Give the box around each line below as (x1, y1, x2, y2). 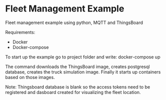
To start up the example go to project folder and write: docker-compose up (5, 53, 160, 60)
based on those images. (5, 74, 55, 80)
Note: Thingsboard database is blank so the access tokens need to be (5, 83, 150, 90)
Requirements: (5, 29, 35, 35)
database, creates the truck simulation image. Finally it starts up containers (5, 68, 161, 75)
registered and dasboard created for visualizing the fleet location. (5, 89, 141, 95)
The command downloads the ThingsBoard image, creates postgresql (5, 63, 150, 69)
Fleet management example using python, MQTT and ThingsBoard (5, 19, 143, 25)
